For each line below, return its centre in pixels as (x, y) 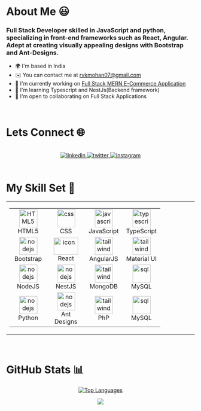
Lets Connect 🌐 (46, 132)
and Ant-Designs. (32, 53)
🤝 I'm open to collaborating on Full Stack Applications (81, 96)
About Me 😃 (38, 12)
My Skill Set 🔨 (41, 188)
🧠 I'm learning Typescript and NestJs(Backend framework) (87, 90)
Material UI (141, 259)
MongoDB (103, 287)
